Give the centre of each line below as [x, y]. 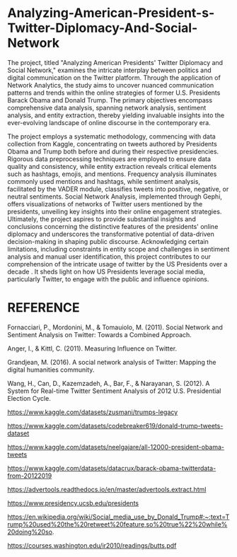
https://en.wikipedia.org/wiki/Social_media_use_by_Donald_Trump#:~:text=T [118, 517]
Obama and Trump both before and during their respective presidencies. [113, 151]
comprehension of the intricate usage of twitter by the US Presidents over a [117, 264]
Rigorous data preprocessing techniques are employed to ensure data [109, 159]
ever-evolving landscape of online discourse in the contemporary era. [109, 122]
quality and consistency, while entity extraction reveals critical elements [112, 166]
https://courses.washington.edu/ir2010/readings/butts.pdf [92, 545]
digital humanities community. [51, 370]
